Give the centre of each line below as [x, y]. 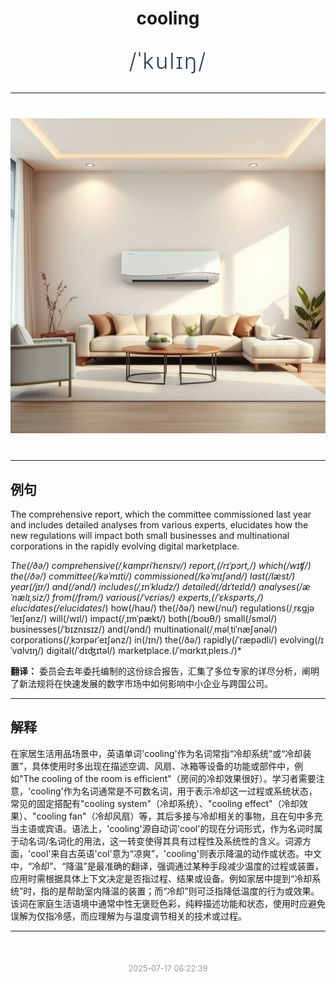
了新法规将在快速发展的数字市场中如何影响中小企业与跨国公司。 [141, 683]
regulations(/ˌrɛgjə [277, 608]
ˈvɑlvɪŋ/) [27, 650]
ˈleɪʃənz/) [29, 618]
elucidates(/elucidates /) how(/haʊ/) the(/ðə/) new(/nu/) [124, 608]
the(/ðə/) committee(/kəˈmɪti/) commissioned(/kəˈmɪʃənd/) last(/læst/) [153, 576]
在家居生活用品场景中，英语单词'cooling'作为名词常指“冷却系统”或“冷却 [156, 753]
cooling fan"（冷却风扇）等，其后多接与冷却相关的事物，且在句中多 [175, 816]
